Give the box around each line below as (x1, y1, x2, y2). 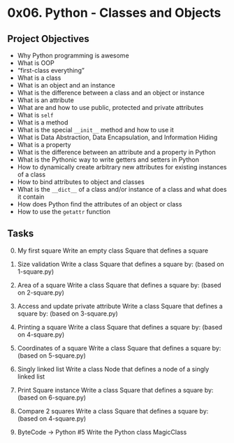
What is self (17, 111, 54, 119)
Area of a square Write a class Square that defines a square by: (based (17, 281, 221, 289)
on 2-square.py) (17, 288, 64, 297)
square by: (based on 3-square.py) (17, 309, 119, 318)
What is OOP (17, 59, 54, 67)
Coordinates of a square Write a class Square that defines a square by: (17, 344, 221, 352)
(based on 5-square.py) (17, 351, 86, 360)
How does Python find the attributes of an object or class (17, 200, 182, 208)
